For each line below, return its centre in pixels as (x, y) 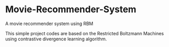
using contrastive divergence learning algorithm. (56, 39)
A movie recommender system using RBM (49, 24)
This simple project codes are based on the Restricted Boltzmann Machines (84, 33)
